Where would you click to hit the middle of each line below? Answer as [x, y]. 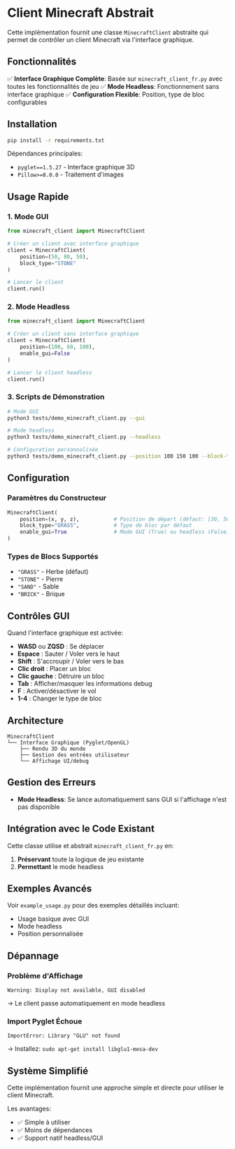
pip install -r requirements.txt [56, 140]
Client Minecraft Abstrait [80, 13]
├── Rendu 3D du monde [53, 749]
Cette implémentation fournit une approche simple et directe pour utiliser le [115, 1088]
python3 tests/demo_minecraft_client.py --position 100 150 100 [103, 456]
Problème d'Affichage [45, 975]
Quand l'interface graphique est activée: [65, 633]
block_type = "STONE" [48, 263]
